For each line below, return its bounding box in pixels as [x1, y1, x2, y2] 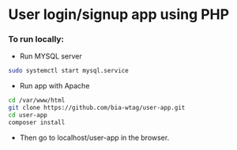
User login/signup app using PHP [8, 6, 230, 24]
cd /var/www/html [8, 96, 66, 104]
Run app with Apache [19, 81, 90, 91]
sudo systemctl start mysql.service [8, 67, 129, 75]
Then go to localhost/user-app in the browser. [19, 133, 170, 142]
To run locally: [8, 34, 65, 45]
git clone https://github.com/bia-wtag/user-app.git [8, 104, 186, 112]
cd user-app [8, 111, 47, 119]
